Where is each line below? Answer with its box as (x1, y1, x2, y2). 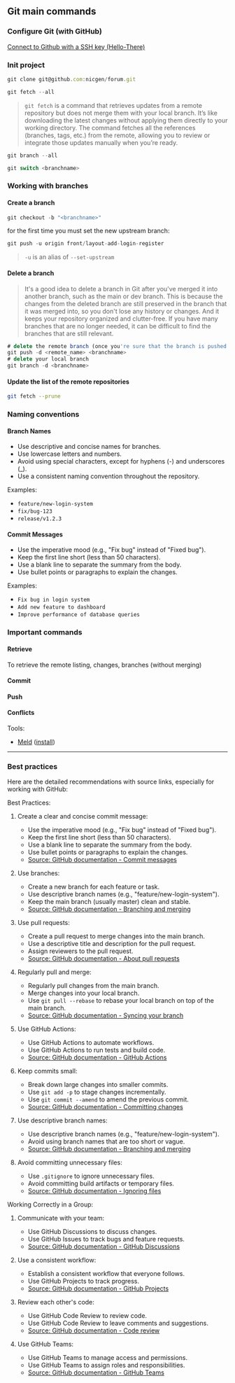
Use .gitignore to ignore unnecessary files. (27, 1172, 155, 1181)
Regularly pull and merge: (17, 968, 92, 976)
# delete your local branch (7, 356, 90, 363)
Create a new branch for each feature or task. (27, 882, 160, 891)
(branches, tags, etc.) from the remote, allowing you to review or (24, 131, 211, 139)
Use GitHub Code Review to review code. (27, 1312, 148, 1320)
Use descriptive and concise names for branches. (17, 443, 162, 451)
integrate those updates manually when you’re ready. (24, 138, 178, 146)
